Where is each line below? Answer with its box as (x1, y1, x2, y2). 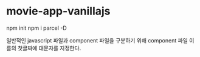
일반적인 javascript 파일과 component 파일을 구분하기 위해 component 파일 (6, 36, 188, 44)
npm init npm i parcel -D (6, 24, 67, 32)
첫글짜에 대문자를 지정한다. (17, 44, 81, 52)
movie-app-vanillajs (6, 4, 111, 18)
